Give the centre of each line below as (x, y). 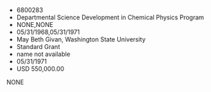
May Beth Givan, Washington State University (81, 39)
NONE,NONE (35, 25)
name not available (43, 54)
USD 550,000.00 (40, 69)
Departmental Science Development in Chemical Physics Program (110, 17)
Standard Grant (38, 47)
